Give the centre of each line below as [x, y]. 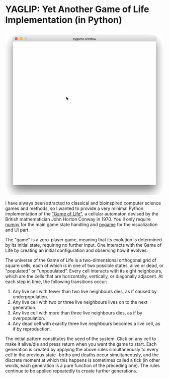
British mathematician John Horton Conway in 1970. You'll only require [78, 219]
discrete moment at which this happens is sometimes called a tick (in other [83, 360]
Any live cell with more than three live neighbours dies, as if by [77, 313]
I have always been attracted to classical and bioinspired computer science [83, 203]
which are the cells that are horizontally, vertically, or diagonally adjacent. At [84, 277]
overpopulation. [29, 318]
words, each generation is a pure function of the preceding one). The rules [82, 366]
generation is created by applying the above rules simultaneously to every [82, 350]
